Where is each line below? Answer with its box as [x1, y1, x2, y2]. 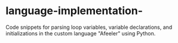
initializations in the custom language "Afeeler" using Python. [5, 29, 156, 37]
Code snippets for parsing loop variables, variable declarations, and [5, 24, 173, 31]
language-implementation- [5, 4, 143, 18]
